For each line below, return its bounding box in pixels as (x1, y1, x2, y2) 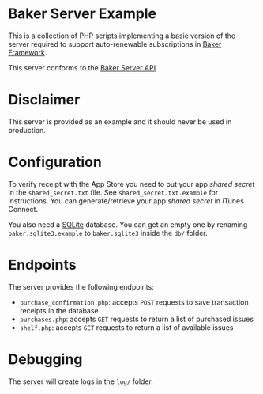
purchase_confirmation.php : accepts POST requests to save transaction (19, 297, 249, 307)
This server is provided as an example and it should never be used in (8, 116, 232, 127)
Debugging (8, 350, 83, 368)
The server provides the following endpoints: (8, 282, 154, 291)
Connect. (8, 204, 38, 214)
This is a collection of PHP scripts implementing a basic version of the (8, 31, 235, 40)
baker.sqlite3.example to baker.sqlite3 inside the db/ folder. (8, 228, 208, 237)
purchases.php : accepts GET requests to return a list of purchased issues (19, 314, 254, 324)
